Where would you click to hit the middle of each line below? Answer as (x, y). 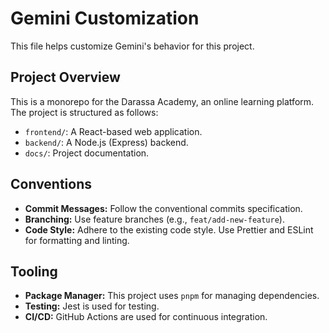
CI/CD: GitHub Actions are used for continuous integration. (146, 317)
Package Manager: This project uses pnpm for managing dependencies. (172, 296)
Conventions (51, 184)
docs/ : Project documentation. (87, 153)
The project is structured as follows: (84, 112)
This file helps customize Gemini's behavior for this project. (132, 46)
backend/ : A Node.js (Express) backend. (106, 142)
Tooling (34, 271)
